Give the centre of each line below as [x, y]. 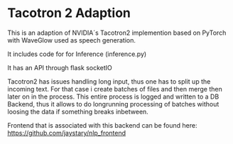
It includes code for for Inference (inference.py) [77, 54]
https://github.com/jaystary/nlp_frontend [67, 133]
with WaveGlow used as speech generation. [72, 40]
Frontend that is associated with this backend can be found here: [102, 125]
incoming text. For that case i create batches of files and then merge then [115, 89]
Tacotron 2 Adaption [69, 13]
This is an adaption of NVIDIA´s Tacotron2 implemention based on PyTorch [117, 33]
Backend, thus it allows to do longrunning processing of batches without [113, 104]
